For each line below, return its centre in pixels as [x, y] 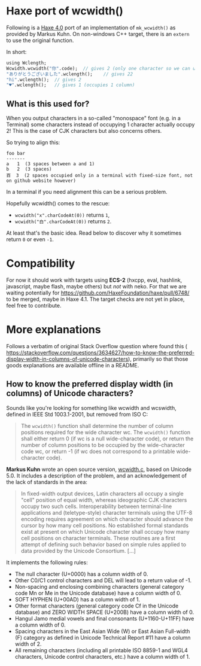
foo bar [16, 154]
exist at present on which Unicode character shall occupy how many [105, 531]
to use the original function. [40, 40]
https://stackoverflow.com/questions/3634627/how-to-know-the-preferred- [100, 352]
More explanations [54, 330]
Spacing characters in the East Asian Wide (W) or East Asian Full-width [102, 631]
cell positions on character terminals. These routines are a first [98, 538]
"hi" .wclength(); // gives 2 [44, 80]
